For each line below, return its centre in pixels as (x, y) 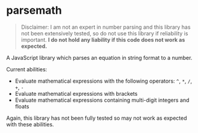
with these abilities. (30, 124)
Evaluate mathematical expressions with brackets (76, 93)
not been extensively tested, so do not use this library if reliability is (104, 33)
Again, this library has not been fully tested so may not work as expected (97, 118)
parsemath (34, 10)
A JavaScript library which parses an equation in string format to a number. (99, 58)
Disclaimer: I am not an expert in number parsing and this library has (106, 27)
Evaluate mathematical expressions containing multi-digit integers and (102, 100)
